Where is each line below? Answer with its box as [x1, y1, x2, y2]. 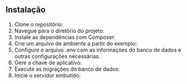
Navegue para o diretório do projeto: [14, 27, 105, 34]
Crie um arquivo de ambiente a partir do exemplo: [14, 40, 137, 47]
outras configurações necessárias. [14, 52, 100, 59]
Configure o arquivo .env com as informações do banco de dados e [14, 46, 182, 53]
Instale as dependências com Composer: [14, 33, 116, 41]
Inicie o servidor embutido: [14, 71, 81, 79]
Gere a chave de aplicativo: [14, 59, 82, 66]
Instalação [5, 5, 46, 15]
